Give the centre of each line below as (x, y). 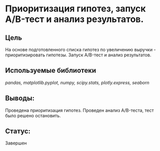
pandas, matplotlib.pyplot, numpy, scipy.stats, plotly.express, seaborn (77, 82)
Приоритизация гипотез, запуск (76, 9)
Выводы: (20, 98)
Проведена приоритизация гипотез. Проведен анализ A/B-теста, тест (80, 110)
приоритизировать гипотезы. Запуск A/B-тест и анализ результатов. (78, 55)
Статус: (18, 131)
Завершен (16, 143)
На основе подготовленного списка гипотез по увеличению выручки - (80, 50)
